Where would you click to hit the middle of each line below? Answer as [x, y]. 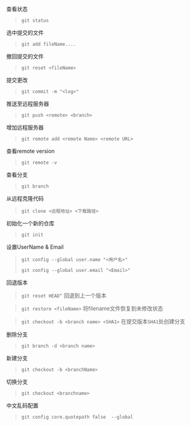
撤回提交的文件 [25, 56]
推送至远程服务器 [28, 104]
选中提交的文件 [25, 33]
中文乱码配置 [22, 406]
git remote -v [39, 163]
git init [32, 235]
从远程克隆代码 [25, 198]
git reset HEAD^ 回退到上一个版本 [64, 296]
